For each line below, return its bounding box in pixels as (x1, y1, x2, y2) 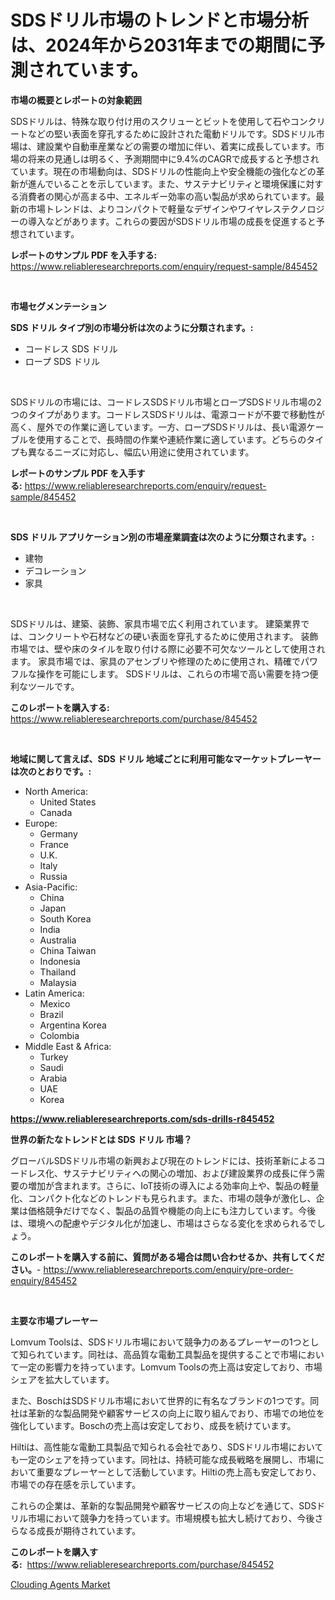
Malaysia (39, 976, 77, 988)
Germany (39, 827, 78, 840)
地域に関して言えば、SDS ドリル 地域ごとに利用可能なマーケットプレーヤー (10, 752, 322, 765)
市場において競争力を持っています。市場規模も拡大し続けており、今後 (27, 1512, 315, 1524)
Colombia (39, 1029, 80, 1041)
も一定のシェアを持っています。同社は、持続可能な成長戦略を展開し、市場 (10, 1453, 316, 1465)
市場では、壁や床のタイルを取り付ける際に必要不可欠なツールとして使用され (10, 642, 326, 655)
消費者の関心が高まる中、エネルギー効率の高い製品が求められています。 (18, 190, 317, 202)
